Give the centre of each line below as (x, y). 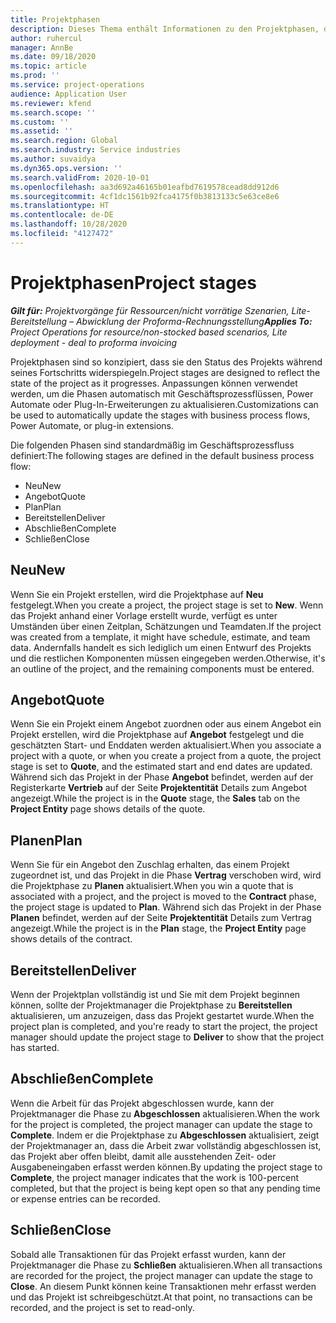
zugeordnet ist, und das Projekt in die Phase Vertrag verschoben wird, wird (166, 875)
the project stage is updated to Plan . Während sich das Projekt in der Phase (166, 907)
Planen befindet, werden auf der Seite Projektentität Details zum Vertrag (161, 918)
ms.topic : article (48, 66)
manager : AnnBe (42, 47)
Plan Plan (43, 507)
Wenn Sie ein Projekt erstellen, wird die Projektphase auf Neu (137, 594)
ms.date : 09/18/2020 (53, 57)
